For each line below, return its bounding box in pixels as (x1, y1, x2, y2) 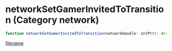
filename (5, 40, 24, 46)
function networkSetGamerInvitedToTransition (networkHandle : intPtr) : (5, 31, 159, 36)
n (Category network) (5, 14, 99, 26)
